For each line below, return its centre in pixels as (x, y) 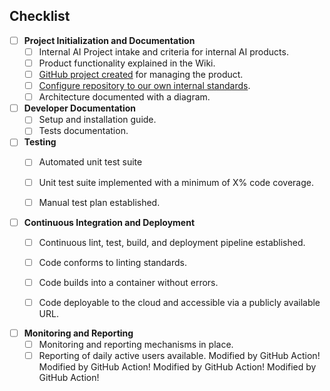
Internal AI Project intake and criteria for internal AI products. (163, 51)
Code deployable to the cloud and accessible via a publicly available (179, 302)
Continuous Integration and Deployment (109, 222)
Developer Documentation (80, 108)
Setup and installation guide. (97, 120)
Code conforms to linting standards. (113, 262)
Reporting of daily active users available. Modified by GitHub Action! (179, 356)
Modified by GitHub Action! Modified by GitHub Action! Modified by (177, 367)
